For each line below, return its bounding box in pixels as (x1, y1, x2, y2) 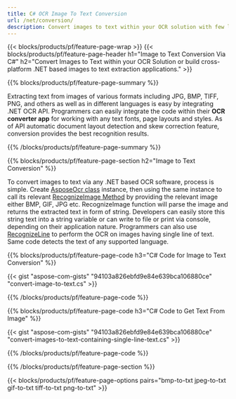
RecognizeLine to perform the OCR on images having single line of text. (7, 230, 214, 239)
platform (7, 65, 32, 74)
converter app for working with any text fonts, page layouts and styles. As (7, 115, 223, 123)
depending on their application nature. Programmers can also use (7, 223, 197, 231)
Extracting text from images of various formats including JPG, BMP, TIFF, (7, 92, 219, 100)
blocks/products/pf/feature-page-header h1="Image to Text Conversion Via (7, 50, 226, 58)
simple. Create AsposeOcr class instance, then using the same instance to (7, 185, 223, 194)
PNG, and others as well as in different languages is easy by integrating (7, 100, 214, 108)
